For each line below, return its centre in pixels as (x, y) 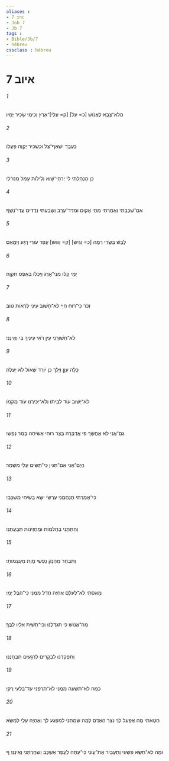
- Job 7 (16, 22)
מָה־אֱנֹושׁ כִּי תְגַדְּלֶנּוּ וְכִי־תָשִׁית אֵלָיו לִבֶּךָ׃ (47, 624)
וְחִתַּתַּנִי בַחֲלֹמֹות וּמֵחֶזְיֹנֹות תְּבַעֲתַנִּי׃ (42, 529)
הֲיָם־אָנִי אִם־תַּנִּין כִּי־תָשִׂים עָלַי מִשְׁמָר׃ (45, 465)
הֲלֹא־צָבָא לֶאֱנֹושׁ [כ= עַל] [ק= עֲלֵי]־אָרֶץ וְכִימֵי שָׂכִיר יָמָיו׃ (65, 115)
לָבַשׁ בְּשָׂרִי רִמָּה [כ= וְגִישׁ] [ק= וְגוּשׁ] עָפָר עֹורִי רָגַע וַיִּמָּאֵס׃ (66, 242)
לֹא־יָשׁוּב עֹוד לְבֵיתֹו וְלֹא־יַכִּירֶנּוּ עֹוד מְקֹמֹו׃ (48, 401)
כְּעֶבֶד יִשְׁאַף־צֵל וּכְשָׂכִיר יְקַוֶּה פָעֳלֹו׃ (41, 146)
